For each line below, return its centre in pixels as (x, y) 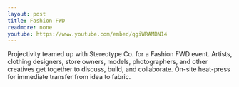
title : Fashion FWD (36, 21)
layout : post (27, 14)
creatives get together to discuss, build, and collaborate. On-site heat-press (119, 69)
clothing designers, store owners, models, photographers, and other (108, 62)
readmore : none (30, 27)
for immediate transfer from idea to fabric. (69, 77)
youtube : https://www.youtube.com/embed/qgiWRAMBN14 (87, 34)
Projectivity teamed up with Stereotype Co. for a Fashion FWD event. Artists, (120, 54)
